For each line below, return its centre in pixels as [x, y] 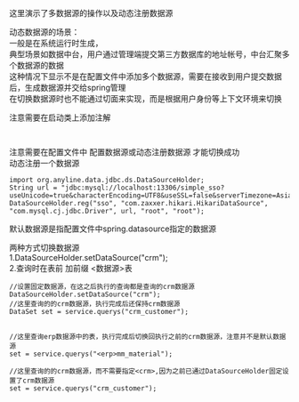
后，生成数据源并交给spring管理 [68, 88]
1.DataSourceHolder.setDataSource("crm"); [89, 257]
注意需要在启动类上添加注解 [60, 117]
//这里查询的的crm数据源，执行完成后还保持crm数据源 [95, 304]
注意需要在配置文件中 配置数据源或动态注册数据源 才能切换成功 [125, 152]
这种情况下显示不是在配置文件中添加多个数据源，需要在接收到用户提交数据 [145, 76]
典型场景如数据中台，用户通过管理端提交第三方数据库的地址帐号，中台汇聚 [145, 54]
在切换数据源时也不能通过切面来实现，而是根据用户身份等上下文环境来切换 [145, 99]
